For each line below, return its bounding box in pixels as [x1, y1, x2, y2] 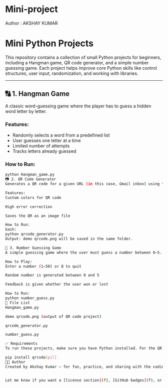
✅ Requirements [5, 341, 38, 346]
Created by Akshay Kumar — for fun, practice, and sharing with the [5, 364, 151, 369]
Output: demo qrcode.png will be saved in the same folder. [5, 236, 133, 241]
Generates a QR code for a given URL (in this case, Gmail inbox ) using [5, 182, 160, 187]
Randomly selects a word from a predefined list [12, 132, 110, 138]
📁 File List [5, 300, 30, 305]
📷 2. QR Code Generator [5, 177, 56, 182]
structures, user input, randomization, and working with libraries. [5, 70, 138, 76]
